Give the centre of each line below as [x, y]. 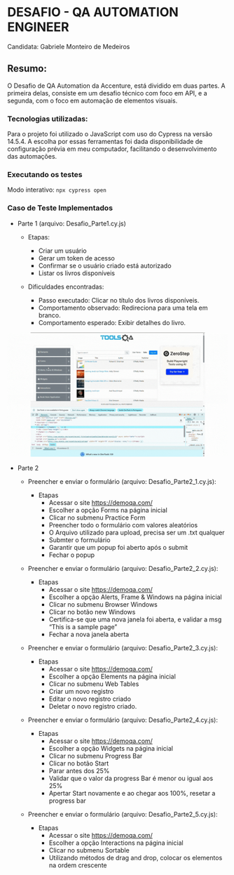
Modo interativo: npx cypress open [57, 190]
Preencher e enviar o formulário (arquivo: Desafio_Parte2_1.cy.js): [122, 482]
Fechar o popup [72, 555]
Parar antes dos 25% [79, 771]
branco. [49, 315]
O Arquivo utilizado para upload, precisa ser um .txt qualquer [137, 533]
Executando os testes [45, 174]
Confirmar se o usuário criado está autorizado [105, 265]
